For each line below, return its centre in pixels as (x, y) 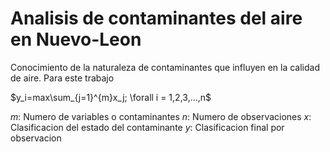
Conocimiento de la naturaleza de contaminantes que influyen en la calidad (165, 67)
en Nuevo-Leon (76, 39)
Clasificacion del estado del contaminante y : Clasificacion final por (147, 127)
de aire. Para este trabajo (62, 78)
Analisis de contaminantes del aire (156, 18)
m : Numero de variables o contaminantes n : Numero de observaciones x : (161, 116)
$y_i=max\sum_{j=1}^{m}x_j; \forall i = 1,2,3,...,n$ (111, 97)
